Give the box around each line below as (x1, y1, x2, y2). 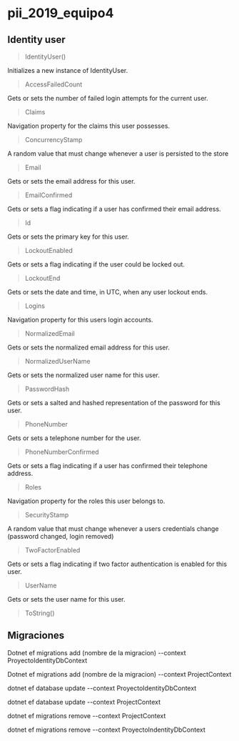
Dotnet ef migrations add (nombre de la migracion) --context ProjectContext (7, 670, 232, 678)
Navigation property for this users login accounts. (7, 316, 153, 324)
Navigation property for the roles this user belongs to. (7, 497, 166, 505)
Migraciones (7, 630, 65, 642)
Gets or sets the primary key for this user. (7, 232, 130, 241)
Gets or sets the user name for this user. (7, 595, 126, 603)
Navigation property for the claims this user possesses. (7, 121, 170, 130)
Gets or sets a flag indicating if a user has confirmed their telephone (7, 462, 208, 469)
